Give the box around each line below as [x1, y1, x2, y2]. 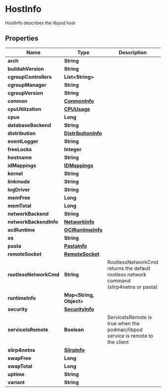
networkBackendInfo [7, 218, 58, 225]
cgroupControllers [7, 73, 52, 80]
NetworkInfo [64, 218, 95, 225]
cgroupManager [7, 81, 47, 88]
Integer [64, 146, 82, 153]
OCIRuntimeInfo [64, 226, 103, 233]
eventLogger [7, 138, 39, 145]
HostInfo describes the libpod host [5, 20, 76, 26]
